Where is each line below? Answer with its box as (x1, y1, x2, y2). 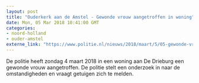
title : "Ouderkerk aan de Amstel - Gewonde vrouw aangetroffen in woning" (6, 14, 195, 20)
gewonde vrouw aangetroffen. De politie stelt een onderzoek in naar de (6, 64, 181, 71)
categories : (6, 25, 36, 31)
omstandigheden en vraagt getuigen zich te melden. (6, 70, 134, 77)
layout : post (6, 8, 38, 15)
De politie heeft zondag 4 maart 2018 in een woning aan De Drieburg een (6, 57, 185, 65)
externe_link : (6, 42, 41, 48)
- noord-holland (6, 31, 46, 36)
